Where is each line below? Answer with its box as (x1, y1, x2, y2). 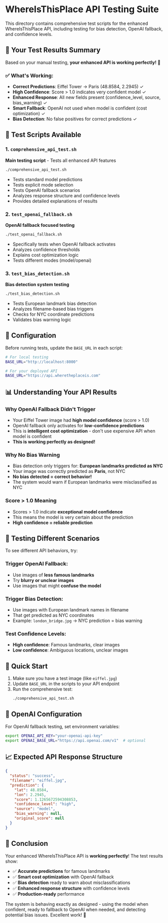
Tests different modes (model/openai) (12, 257, 92, 263)
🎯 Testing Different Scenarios (5, 534, 100, 542)
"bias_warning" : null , (14, 811, 62, 816)
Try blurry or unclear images (12, 577, 74, 583)
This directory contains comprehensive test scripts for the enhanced (5, 20, 148, 26)
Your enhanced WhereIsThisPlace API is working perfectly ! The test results (5, 852, 163, 859)
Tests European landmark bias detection (12, 300, 97, 306)
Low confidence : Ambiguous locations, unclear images (12, 647, 129, 653)
